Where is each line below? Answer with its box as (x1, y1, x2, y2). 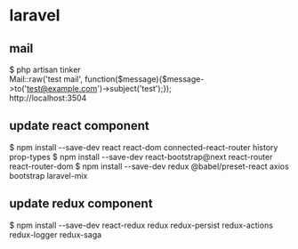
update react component (9, 118, 149, 133)
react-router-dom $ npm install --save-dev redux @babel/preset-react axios (9, 161, 289, 172)
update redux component (9, 197, 153, 212)
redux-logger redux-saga (9, 229, 102, 240)
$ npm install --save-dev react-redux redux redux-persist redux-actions (9, 220, 274, 230)
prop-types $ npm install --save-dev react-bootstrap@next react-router (9, 151, 273, 162)
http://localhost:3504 (9, 92, 87, 103)
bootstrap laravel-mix (9, 170, 88, 181)
